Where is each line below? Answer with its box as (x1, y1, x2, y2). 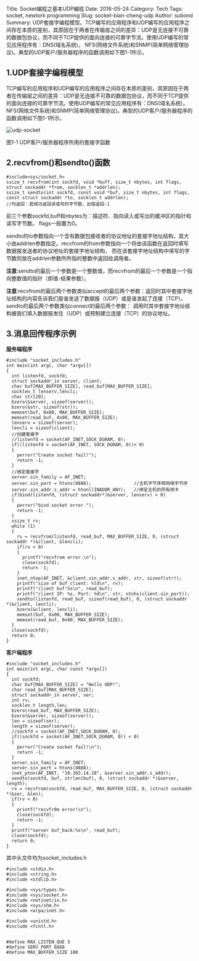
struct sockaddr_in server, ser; (11, 692, 94, 698)
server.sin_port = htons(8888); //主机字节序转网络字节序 (11, 481, 188, 487)
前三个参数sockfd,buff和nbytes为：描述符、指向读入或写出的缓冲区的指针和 (6, 212, 192, 219)
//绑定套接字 (11, 469, 40, 475)
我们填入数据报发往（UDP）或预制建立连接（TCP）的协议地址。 (16, 309, 173, 317)
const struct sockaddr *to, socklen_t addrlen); (6, 195, 129, 201)
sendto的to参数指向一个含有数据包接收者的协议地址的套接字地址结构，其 (6, 232, 184, 239)
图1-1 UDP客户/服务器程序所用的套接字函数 (6, 139, 111, 146)
